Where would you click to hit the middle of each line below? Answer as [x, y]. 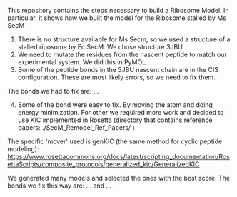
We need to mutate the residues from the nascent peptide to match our [122, 54]
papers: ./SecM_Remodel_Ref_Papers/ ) [76, 127]
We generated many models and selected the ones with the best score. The [119, 178]
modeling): [23, 149]
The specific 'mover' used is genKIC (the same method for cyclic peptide [115, 141]
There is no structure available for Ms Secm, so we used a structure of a [124, 39]
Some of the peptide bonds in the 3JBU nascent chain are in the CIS [118, 70]
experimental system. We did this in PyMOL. [82, 62]
